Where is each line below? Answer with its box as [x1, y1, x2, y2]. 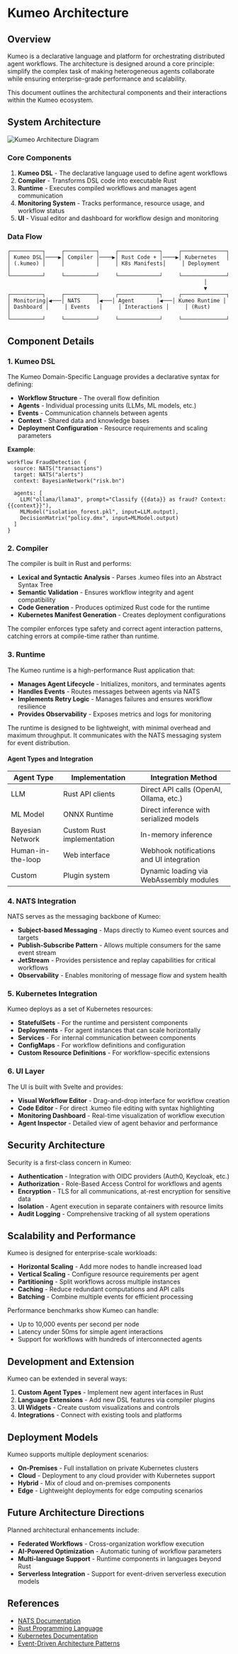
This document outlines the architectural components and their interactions [7, 89, 227, 96]
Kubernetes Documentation [17, 1631, 98, 1640]
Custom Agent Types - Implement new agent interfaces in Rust [17, 1388, 204, 1397]
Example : [7, 445, 35, 454]
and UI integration [140, 854, 200, 864]
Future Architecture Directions [7, 1507, 145, 1519]
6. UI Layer [7, 1066, 45, 1076]
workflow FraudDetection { [7, 459, 87, 466]
